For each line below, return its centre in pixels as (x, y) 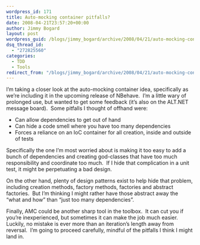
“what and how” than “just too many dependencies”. (70, 200)
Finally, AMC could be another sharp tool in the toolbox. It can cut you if (95, 211)
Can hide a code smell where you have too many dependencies (93, 126)
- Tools (21, 67)
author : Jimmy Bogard (33, 28)
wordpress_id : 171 (29, 12)
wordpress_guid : (26, 39)
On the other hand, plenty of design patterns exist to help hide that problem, (100, 181)
